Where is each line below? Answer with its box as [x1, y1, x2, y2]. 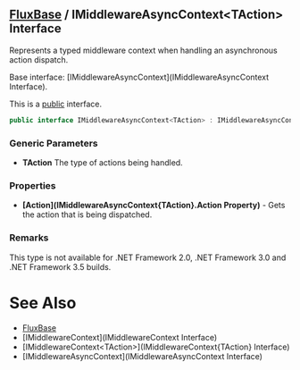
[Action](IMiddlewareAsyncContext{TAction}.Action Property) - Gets [21, 200, 286, 211]
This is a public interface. [9, 98, 103, 109]
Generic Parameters [9, 137, 98, 149]
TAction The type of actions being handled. [21, 156, 183, 168]
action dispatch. [9, 54, 69, 65]
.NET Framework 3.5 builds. [9, 261, 112, 272]
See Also [9, 292, 77, 313]
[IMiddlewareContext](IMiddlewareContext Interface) [21, 332, 217, 342]
